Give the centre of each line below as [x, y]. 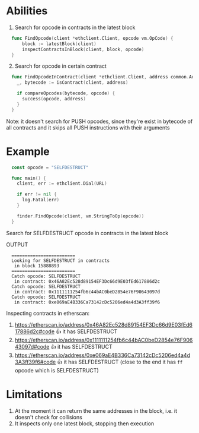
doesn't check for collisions [49, 417]
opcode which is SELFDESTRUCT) [57, 370]
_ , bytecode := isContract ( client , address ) [73, 83]
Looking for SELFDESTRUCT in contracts [61, 260]
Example [28, 151]
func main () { [29, 178]
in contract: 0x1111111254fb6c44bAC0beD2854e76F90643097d [87, 292]
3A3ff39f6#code [35, 362]
